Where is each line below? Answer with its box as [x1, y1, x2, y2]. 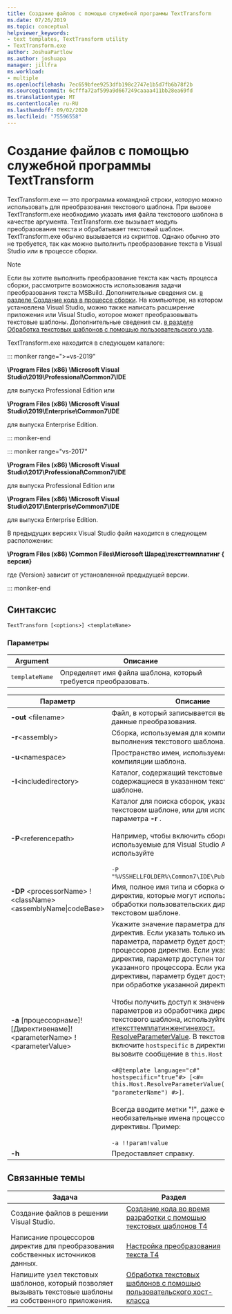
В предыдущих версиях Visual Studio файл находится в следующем [7, 529, 207, 537]
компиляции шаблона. [111, 756, 186, 766]
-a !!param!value [111, 1139, 168, 1146]
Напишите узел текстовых [10, 1270, 99, 1279]
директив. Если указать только [111, 928, 216, 937]
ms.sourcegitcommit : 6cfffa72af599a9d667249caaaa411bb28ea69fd [7, 87, 193, 94]
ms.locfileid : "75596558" [7, 113, 81, 120]
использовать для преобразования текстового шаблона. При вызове [7, 202, 212, 211]
